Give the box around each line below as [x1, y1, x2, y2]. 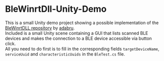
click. [5, 40, 16, 46]
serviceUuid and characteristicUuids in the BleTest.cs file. [5, 51, 125, 57]
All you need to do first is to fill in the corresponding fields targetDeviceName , [5, 46, 160, 52]
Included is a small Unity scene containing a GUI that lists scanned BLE [5, 30, 148, 36]
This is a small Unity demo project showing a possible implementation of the [5, 20, 159, 26]
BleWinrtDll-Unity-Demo [5, 3, 107, 15]
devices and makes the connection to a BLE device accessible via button [5, 35, 152, 41]
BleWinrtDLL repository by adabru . [5, 25, 75, 30]
